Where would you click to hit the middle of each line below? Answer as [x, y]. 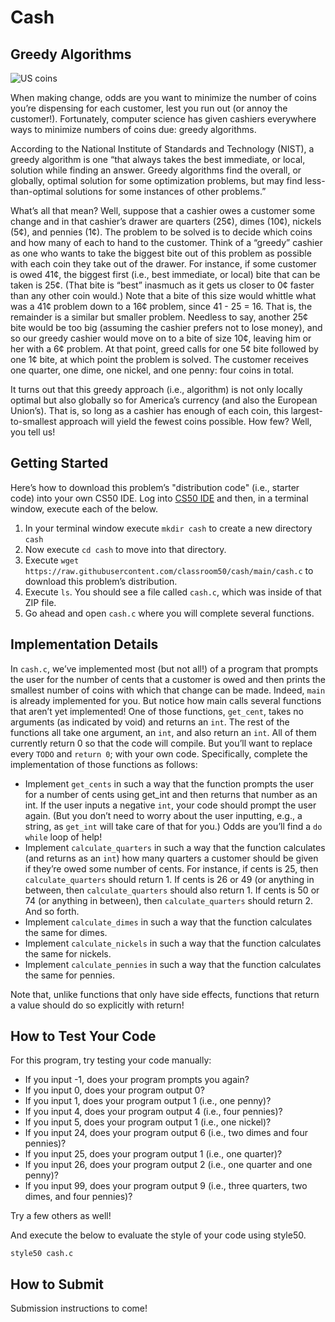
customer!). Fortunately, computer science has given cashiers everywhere [163, 119]
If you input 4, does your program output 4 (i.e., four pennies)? [153, 1112]
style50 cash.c [42, 1254]
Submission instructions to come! [79, 1308]
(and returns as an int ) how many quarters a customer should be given [171, 858]
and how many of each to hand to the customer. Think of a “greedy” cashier [166, 242]
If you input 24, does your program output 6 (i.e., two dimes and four [166, 1133]
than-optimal [36, 191]
